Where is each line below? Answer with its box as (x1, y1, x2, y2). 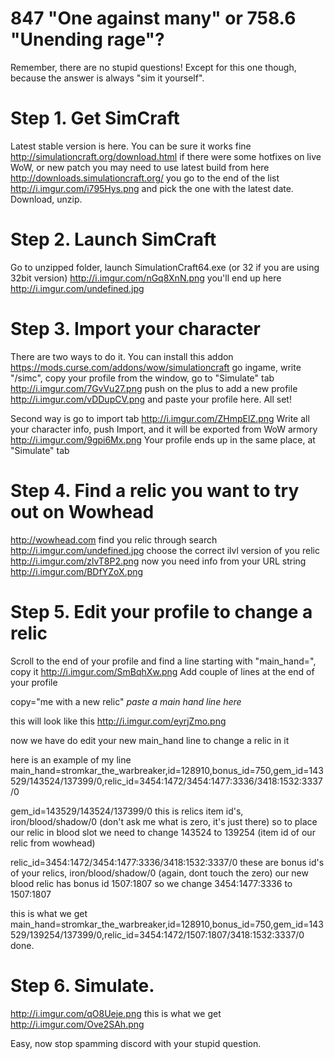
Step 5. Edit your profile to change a (10, 600, 313, 623)
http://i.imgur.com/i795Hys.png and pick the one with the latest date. (10, 182, 294, 194)
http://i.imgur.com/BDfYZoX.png (10, 565, 144, 577)
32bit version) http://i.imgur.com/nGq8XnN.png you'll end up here (10, 272, 282, 284)
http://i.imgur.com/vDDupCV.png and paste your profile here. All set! (10, 393, 292, 405)
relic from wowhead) (10, 837, 96, 849)
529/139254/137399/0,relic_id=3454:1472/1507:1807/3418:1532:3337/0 (10, 928, 305, 941)
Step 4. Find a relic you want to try (10, 479, 300, 502)
